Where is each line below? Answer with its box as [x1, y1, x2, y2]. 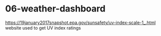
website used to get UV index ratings [5, 24, 81, 30]
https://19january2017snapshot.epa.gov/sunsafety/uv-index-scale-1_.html [5, 19, 156, 25]
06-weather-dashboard [5, 3, 106, 14]
